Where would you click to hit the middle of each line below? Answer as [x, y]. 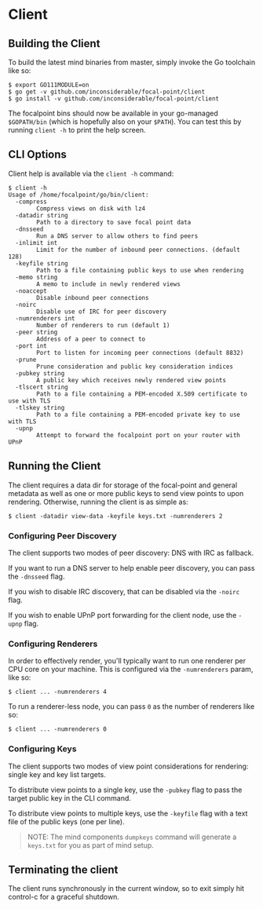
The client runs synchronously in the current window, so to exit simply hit [126, 889]
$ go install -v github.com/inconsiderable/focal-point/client [114, 99]
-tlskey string [40, 407]
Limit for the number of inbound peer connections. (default [139, 250]
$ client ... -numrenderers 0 [58, 729]
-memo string [37, 277]
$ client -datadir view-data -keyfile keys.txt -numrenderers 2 [115, 516]
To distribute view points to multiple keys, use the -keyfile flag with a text [128, 813]
